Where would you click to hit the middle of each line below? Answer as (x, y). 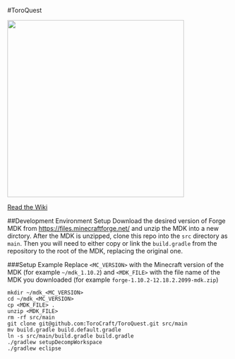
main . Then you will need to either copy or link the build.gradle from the (112, 243)
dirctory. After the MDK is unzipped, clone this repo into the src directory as (117, 236)
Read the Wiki (28, 207)
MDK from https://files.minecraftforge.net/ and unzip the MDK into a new (113, 228)
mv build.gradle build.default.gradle (64, 330)
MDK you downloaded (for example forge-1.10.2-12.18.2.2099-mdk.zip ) (113, 280)
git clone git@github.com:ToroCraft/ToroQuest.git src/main (98, 324)
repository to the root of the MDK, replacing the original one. (95, 251)
